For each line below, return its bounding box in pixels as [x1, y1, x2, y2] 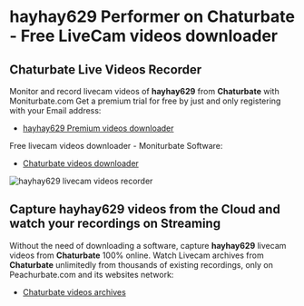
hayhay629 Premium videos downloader [22, 123, 174, 133]
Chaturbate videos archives [22, 286, 127, 297]
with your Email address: [9, 105, 102, 115]
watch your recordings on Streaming [9, 216, 221, 232]
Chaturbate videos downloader [22, 158, 139, 169]
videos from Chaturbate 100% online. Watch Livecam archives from [9, 250, 265, 261]
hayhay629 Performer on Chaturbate [9, 6, 295, 27]
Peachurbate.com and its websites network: [9, 269, 174, 280]
